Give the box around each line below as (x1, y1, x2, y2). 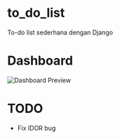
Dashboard (7, 53, 74, 69)
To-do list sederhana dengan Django (7, 28, 114, 37)
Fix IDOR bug (17, 124, 56, 132)
